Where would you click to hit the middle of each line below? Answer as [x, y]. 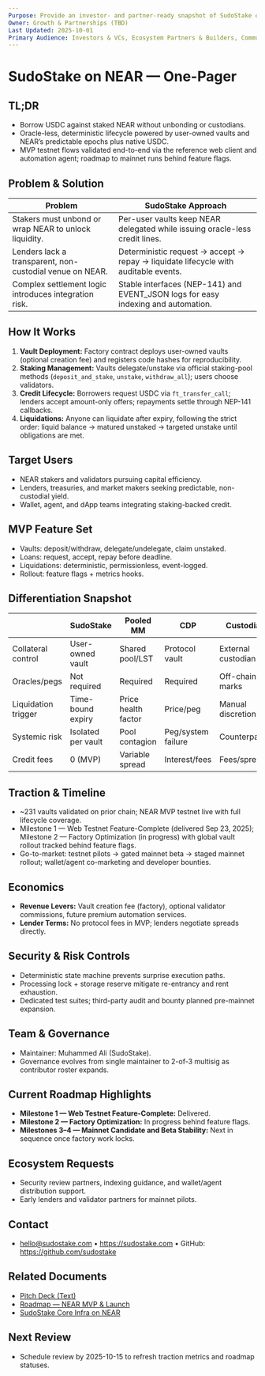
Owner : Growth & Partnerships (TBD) [68, 23]
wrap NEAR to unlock [51, 229]
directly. [33, 931]
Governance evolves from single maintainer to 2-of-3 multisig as [125, 1061]
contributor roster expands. [64, 1070]
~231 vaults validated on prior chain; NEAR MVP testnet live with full [130, 812]
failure [176, 742]
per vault [86, 742]
